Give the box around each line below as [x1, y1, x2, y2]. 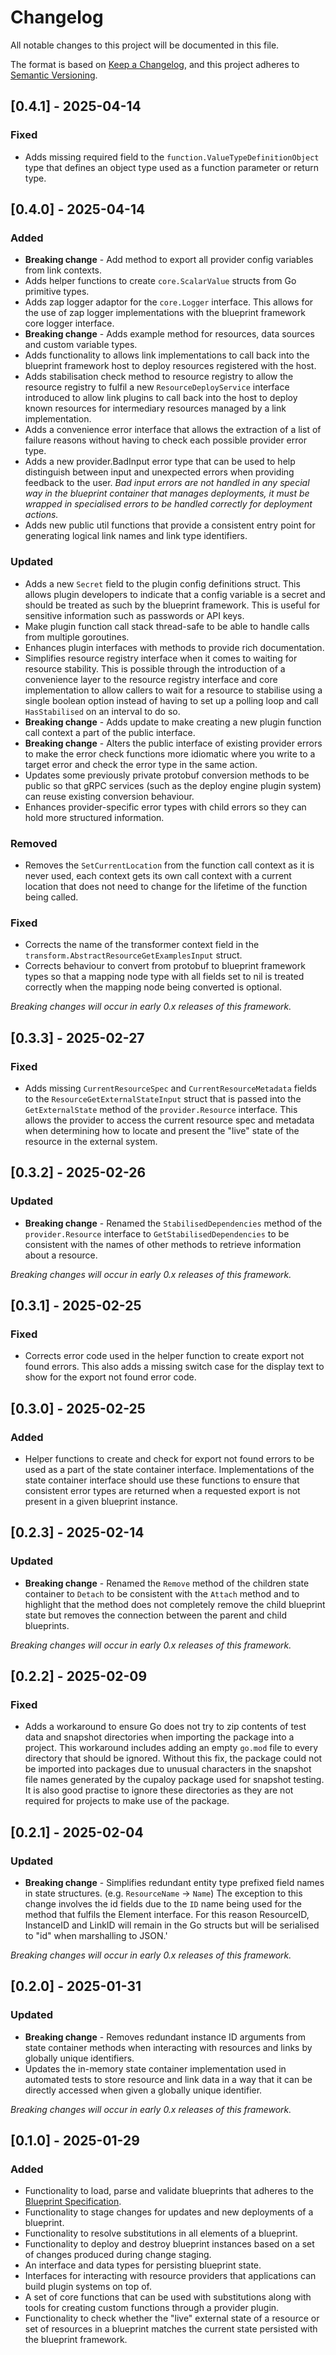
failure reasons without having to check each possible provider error [24, 434, 307, 446]
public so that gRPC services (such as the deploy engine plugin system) [24, 779, 322, 791]
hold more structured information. [24, 811, 165, 823]
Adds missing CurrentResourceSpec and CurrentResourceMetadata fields [24, 1082, 317, 1094]
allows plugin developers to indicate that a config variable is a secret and [24, 588, 326, 600]
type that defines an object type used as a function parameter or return [24, 161, 319, 173]
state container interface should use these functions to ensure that [24, 1474, 300, 1486]
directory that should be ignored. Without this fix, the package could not [24, 1752, 323, 1765]
